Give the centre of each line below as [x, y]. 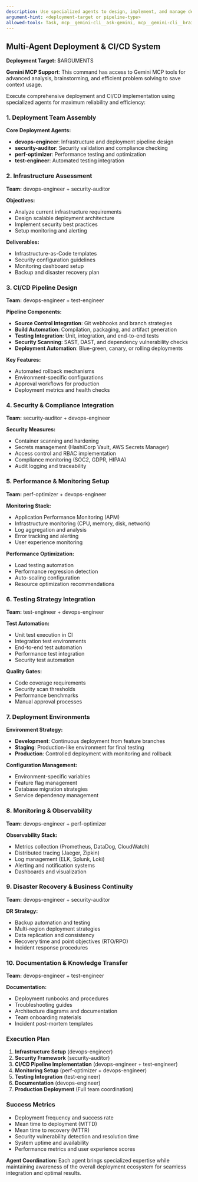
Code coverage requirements [50, 683]
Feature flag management [46, 783]
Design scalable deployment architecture [65, 218]
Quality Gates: [24, 671]
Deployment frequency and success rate [64, 1117]
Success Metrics [31, 1105]
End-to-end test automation [48, 647]
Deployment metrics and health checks [62, 390]
